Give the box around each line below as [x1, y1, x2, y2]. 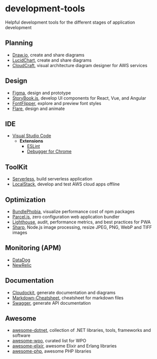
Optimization [5, 195, 46, 204]
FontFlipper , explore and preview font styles [12, 100, 102, 106]
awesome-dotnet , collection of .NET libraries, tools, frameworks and [12, 327, 151, 333]
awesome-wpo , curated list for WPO [12, 338, 87, 344]
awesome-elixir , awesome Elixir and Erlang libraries [12, 343, 117, 349]
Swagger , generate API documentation [12, 300, 91, 306]
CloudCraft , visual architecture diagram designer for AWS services [12, 62, 148, 68]
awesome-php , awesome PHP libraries [12, 348, 92, 354]
